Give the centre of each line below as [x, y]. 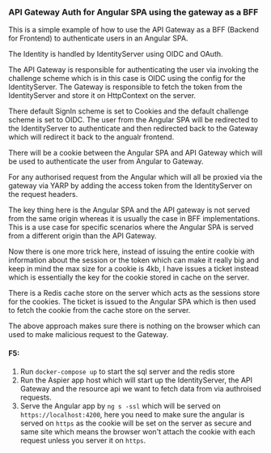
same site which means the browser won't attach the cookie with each [138, 431]
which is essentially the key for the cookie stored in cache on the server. [129, 277]
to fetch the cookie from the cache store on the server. [100, 310]
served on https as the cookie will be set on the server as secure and [136, 423]
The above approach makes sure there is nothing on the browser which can [134, 326]
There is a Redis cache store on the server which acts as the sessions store [134, 293]
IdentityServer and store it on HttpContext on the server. [102, 96]
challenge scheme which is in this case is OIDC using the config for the [127, 79]
